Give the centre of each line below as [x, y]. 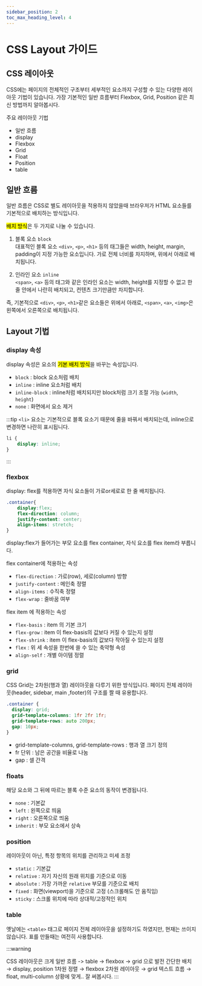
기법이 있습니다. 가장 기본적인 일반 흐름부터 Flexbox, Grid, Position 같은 [103, 97]
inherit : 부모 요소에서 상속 [48, 826]
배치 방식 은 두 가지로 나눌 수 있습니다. [50, 226]
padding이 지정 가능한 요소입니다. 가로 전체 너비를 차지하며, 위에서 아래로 [102, 254]
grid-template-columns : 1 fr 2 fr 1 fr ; [59, 716]
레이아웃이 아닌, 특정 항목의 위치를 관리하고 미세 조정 [68, 856]
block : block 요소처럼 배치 [47, 377]
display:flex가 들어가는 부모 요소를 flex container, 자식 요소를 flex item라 [93, 543]
